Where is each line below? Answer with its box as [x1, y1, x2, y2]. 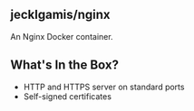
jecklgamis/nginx [10, 7, 111, 23]
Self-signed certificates [23, 90, 112, 102]
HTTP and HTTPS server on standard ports [23, 81, 185, 92]
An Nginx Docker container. [10, 31, 113, 42]
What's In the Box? [10, 58, 119, 73]
